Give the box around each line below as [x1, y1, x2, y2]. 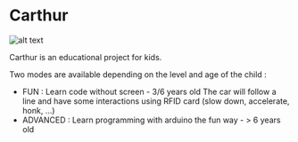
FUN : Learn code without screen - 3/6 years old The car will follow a [21, 86, 277, 97]
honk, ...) [21, 105, 55, 115]
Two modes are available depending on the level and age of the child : [9, 68, 268, 80]
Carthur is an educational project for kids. [9, 51, 162, 62]
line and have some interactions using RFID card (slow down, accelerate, [21, 95, 290, 106]
